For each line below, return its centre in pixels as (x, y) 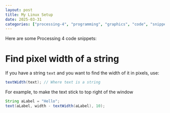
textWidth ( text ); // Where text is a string (53, 82)
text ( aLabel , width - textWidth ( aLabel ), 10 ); (55, 106)
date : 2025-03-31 (24, 19)
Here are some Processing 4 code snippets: (51, 39)
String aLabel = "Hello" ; (32, 101)
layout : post (19, 10)
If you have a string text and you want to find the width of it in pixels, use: (82, 73)
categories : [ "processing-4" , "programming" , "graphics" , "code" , (77, 24)
